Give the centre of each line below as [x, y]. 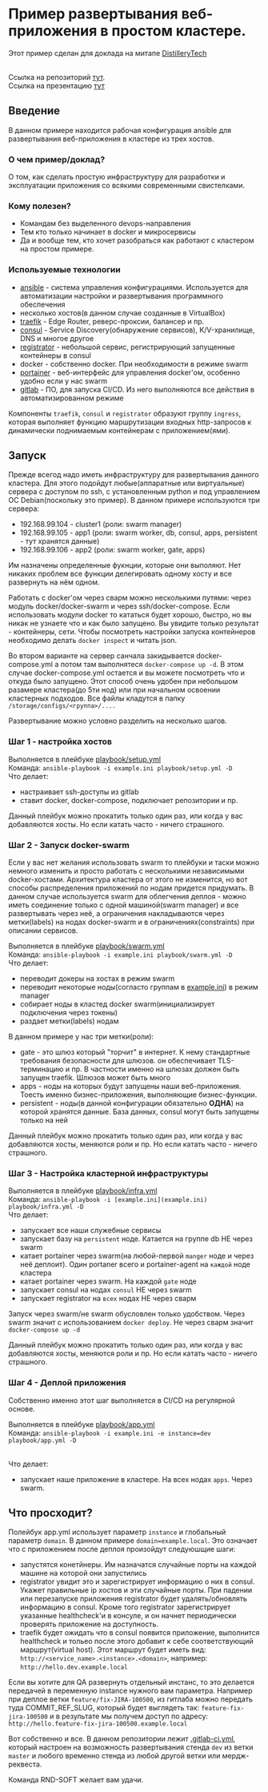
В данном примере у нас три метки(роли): [81, 1037]
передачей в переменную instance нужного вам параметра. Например [131, 1691]
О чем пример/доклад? [57, 159]
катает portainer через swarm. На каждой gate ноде [108, 1281]
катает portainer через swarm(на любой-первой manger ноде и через [137, 1256]
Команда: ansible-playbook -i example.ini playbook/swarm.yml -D [120, 954]
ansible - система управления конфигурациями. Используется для [134, 287]
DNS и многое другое [57, 338]
